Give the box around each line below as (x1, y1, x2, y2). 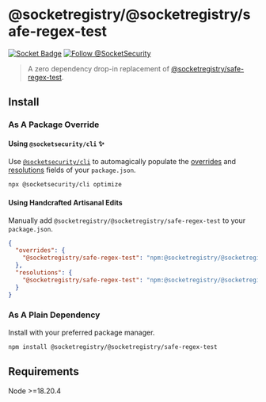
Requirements (8, 365, 79, 378)
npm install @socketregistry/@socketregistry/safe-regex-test (8, 343, 218, 350)
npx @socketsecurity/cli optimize (8, 181, 123, 189)
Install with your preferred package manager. (8, 327, 155, 337)
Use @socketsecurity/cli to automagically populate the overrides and (8, 157, 236, 167)
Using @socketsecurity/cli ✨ (8, 139, 104, 148)
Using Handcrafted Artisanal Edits (8, 197, 123, 207)
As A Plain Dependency (8, 309, 101, 320)
